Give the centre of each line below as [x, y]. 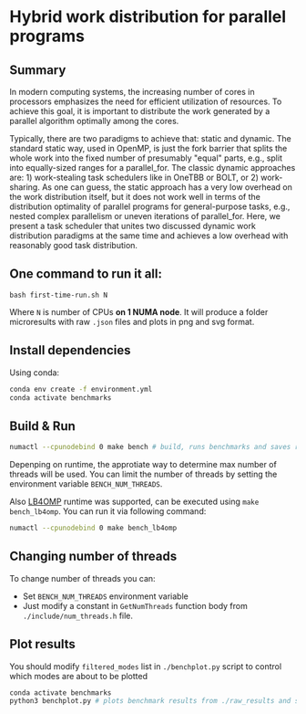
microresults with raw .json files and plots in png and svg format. [132, 321]
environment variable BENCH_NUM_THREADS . [86, 484]
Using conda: [35, 373]
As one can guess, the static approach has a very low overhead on [168, 187]
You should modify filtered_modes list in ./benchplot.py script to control [146, 666]
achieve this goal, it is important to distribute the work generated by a [140, 111]
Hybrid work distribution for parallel [148, 17]
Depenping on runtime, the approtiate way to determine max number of [143, 465]
